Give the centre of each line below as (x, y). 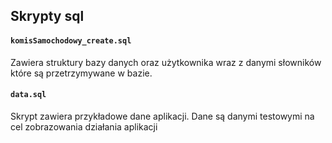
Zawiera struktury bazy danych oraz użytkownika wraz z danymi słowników (166, 62)
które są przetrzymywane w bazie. (81, 73)
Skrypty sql (47, 16)
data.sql (28, 95)
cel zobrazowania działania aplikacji (84, 126)
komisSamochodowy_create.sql (71, 40)
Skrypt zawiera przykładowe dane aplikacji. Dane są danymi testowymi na (162, 116)
